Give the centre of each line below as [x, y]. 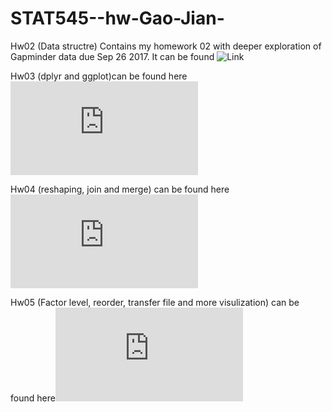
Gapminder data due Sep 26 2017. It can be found [112, 56]
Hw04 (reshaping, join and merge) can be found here [120, 189]
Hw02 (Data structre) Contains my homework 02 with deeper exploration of [166, 46]
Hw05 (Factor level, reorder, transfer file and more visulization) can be [155, 302]
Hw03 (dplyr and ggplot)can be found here [99, 76]
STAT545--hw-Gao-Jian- [117, 18]
